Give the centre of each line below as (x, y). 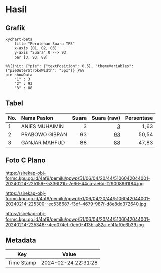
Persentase (139, 118)
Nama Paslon (37, 118)
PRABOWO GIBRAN (44, 134)
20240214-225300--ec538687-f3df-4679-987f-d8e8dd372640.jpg (76, 204)
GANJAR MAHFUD (43, 142)
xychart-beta (19, 39)
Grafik (15, 28)
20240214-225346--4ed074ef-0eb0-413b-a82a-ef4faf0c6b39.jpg (75, 224)
